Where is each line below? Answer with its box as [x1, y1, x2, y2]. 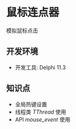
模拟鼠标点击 [6, 27, 38, 34]
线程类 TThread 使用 [14, 108, 66, 116]
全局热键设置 [14, 100, 47, 108]
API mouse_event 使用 [14, 116, 71, 123]
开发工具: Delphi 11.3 [14, 63, 66, 71]
